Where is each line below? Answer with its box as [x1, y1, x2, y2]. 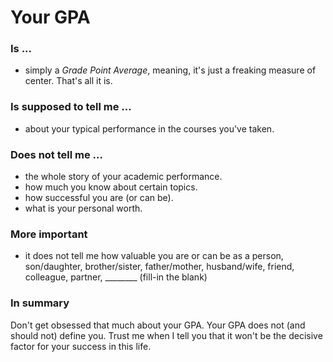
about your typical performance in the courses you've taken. [24, 122, 275, 135]
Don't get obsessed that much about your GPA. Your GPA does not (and [10, 319, 306, 331]
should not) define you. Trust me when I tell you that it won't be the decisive [10, 329, 323, 341]
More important [10, 227, 88, 241]
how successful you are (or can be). [24, 192, 174, 204]
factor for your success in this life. [10, 340, 152, 352]
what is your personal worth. [24, 202, 143, 215]
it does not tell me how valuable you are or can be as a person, [24, 250, 284, 262]
